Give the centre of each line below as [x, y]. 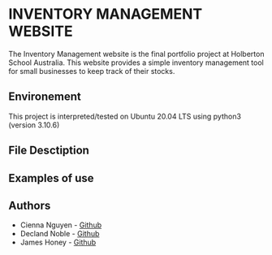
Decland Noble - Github [60, 234]
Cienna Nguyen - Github [61, 225]
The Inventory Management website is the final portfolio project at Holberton [136, 54]
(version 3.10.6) [34, 125]
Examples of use [51, 178]
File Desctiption [49, 151]
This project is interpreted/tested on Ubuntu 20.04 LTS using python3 [125, 116]
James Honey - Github [58, 242]
